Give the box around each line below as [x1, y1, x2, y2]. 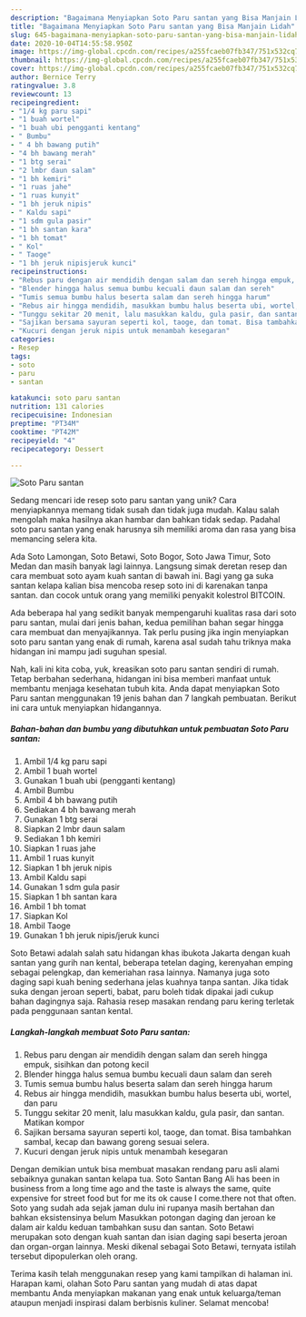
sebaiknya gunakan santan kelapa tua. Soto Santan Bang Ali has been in [10, 1173, 281, 1184]
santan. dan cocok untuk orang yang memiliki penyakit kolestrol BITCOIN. [10, 590, 285, 601]
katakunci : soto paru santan [10, 393, 121, 403]
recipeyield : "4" [10, 436, 76, 445]
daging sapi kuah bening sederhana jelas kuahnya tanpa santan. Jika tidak [10, 977, 289, 988]
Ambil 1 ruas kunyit [23, 853, 94, 864]
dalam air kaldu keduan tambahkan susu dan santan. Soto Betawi [10, 1221, 254, 1233]
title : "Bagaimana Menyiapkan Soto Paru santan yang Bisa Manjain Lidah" [10, 22, 296, 31]
